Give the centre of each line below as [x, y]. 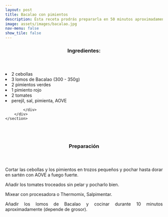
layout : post [19, 10]
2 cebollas [22, 74]
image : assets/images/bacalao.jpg [41, 24]
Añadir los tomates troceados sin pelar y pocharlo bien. [62, 184]
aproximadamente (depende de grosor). [46, 209]
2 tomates [22, 95]
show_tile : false [23, 33]
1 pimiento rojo [26, 90]
